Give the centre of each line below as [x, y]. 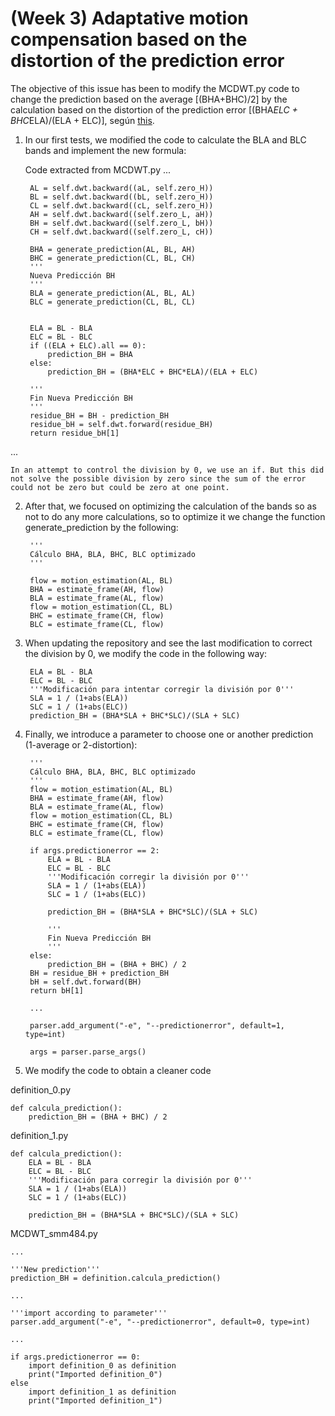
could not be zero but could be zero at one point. [120, 487]
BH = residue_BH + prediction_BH [99, 973]
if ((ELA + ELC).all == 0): [88, 345]
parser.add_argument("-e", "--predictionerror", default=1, [157, 1025]
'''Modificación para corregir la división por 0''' [140, 1180]
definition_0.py [41, 1089]
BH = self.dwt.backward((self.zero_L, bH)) [121, 223]
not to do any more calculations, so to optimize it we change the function [175, 516]
